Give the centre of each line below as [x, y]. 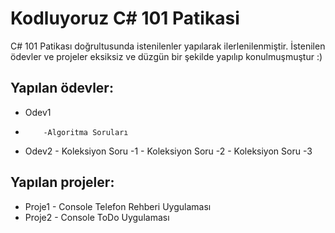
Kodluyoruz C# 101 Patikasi [125, 18]
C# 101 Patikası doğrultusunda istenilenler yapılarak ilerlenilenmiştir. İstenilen [168, 46]
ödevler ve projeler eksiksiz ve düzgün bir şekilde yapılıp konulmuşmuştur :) [166, 56]
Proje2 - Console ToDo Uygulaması [97, 217]
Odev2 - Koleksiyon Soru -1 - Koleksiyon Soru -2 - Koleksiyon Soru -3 [168, 151]
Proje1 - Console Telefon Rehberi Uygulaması [118, 206]
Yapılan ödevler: [62, 88]
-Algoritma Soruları [86, 132]
